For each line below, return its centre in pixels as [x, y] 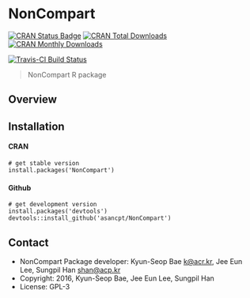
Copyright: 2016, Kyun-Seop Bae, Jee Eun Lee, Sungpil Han [117, 278]
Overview [33, 100]
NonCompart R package [67, 74]
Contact [28, 242]
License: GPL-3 [45, 286]
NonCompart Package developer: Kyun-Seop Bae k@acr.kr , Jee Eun [131, 261]
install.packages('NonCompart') [61, 170]
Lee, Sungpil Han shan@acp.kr [70, 270]
